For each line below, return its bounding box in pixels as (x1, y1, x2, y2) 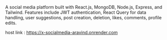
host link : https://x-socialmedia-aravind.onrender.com (5, 30, 118, 35)
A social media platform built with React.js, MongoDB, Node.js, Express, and (5, 4, 162, 10)
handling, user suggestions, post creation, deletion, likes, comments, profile (5, 15, 162, 20)
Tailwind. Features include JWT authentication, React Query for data (5, 9, 146, 15)
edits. (5, 20, 17, 26)
